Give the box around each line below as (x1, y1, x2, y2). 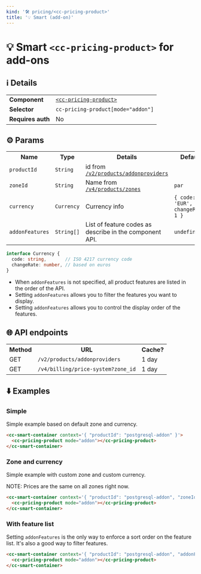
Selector (9, 105, 34, 113)
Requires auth (9, 115, 50, 123)
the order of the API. (14, 284, 65, 291)
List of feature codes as (85, 220, 152, 229)
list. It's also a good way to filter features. (6, 540, 108, 547)
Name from (85, 178, 117, 187)
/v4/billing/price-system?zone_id (38, 365, 136, 372)
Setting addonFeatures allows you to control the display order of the (14, 303, 181, 311)
